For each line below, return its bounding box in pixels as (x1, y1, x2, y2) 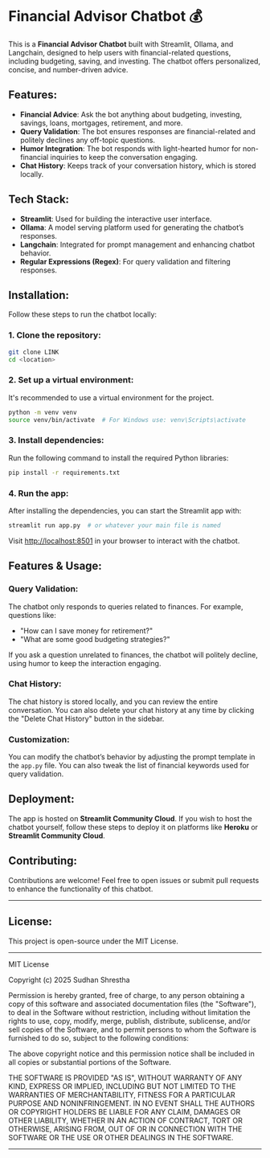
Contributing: (8, 854, 78, 868)
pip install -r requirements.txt (8, 469, 121, 477)
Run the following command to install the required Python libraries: (8, 452, 229, 463)
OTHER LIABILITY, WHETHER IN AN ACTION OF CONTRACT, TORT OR (8, 1115, 243, 1125)
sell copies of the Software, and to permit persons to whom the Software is (8, 1025, 257, 1034)
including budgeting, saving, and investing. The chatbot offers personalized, (8, 56, 261, 66)
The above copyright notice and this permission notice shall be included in (8, 1049, 255, 1058)
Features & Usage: (8, 559, 102, 573)
